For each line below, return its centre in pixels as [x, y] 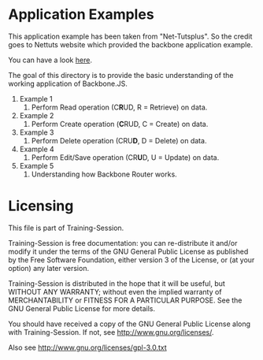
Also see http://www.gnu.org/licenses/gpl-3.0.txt [87, 347]
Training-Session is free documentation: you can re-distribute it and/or [123, 243]
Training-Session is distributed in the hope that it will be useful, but [117, 283]
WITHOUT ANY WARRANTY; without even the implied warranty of [115, 291]
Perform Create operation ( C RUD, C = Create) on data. [120, 124]
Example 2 [37, 115]
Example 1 [36, 98]
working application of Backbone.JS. [68, 84]
